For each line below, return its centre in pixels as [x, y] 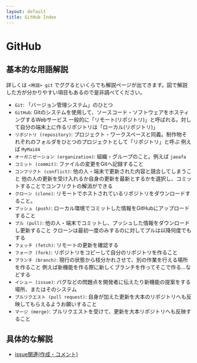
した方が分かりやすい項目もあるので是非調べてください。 [76, 92]
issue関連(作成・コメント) [46, 354]
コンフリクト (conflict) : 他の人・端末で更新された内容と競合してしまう [101, 171]
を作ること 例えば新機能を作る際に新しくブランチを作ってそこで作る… [100, 267]
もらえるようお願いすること [63, 304]
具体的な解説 [29, 339]
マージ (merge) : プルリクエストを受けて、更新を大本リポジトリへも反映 [100, 311]
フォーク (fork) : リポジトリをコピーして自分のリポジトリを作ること [96, 252]
